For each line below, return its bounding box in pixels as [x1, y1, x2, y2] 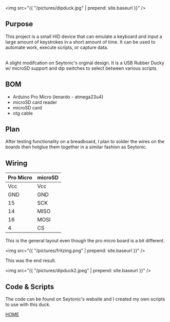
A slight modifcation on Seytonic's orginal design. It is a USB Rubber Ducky [5, 60, 164, 66]
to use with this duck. [5, 301, 51, 308]
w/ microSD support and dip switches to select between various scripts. [5, 65, 158, 71]
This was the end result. [5, 257, 56, 264]
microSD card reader [12, 99, 58, 105]
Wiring [5, 159, 28, 167]
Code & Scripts [5, 282, 54, 291]
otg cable [12, 110, 33, 116]
